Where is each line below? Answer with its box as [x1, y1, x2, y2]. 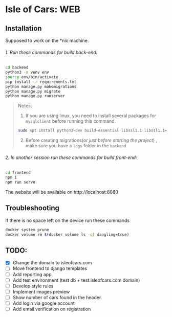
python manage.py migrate [5, 88, 60, 94]
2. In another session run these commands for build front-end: [5, 154, 137, 161]
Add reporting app [12, 271, 52, 277]
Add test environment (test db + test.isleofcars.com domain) [12, 277, 140, 283]
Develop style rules [12, 283, 54, 289]
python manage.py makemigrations [5, 84, 77, 89]
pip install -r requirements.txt [5, 79, 77, 84]
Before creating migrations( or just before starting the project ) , [25, 137, 158, 144]
